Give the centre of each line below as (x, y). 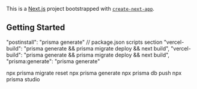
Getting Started (36, 27)
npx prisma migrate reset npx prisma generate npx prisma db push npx (94, 73)
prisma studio (23, 79)
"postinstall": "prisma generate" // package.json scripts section (84, 42)
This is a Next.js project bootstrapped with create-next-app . (80, 9)
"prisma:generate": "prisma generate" (53, 61)
